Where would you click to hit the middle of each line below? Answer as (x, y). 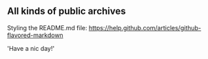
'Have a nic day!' (31, 48)
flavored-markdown (35, 35)
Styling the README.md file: (47, 27)
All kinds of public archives (66, 11)
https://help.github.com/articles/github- (145, 27)
